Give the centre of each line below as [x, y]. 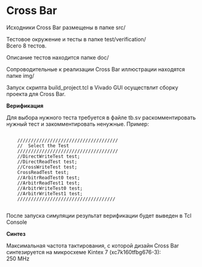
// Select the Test [43, 146]
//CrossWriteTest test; [47, 167]
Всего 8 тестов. [26, 46]
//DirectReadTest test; [47, 162]
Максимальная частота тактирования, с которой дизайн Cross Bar [93, 245]
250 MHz [18, 258]
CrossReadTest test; [43, 172]
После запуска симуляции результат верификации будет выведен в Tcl [99, 215]
